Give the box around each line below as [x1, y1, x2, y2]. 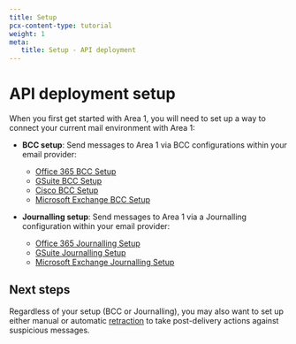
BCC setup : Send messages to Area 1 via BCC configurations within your [21, 140, 287, 150]
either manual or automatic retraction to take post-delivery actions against [9, 315, 279, 325]
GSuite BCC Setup [34, 176, 102, 187]
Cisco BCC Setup [34, 185, 99, 195]
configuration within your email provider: [21, 221, 171, 232]
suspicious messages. [9, 325, 90, 335]
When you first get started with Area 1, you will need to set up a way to [9, 113, 267, 124]
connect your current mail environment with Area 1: [9, 123, 196, 134]
